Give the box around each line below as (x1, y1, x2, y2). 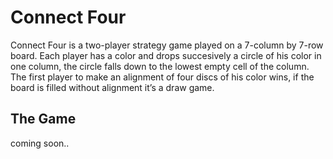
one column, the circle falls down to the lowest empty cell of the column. (10, 60, 310, 72)
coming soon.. (10, 137, 70, 149)
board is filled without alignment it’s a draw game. (10, 81, 215, 93)
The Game (10, 111, 77, 128)
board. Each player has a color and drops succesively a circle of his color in (10, 49, 322, 61)
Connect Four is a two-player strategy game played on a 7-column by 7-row (10, 39, 324, 51)
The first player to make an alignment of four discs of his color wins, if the (10, 71, 315, 83)
